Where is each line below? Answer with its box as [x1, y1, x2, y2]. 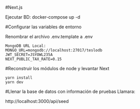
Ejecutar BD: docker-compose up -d [5, 14, 81, 20]
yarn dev [5, 80, 24, 85]
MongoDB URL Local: [5, 43, 46, 48]
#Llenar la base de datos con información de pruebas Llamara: [5, 88, 135, 94]
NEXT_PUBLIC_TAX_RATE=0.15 [5, 57, 62, 62]
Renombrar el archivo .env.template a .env [5, 34, 93, 39]
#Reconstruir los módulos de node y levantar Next [5, 66, 109, 71]
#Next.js [5, 5, 23, 10]
